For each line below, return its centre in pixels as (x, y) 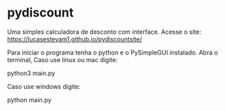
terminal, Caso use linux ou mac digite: (62, 59)
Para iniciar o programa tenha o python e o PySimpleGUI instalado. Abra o (112, 52)
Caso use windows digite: (44, 86)
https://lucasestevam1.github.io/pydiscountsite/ (75, 39)
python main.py (29, 100)
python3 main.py (31, 73)
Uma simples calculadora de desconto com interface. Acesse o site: (104, 32)
